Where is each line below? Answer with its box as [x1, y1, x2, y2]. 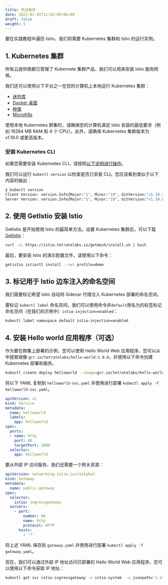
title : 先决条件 [5, 7, 36, 13]
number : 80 [23, 514, 46, 519]
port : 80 [14, 438, 32, 443]
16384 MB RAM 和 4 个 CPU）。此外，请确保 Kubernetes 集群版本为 [10, 128, 149, 134]
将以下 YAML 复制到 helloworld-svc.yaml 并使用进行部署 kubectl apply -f [5, 380, 159, 386]
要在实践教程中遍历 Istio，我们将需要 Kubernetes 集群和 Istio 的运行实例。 [5, 36, 157, 42]
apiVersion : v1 [5, 396, 37, 401]
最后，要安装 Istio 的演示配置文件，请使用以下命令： [5, 252, 113, 258]
